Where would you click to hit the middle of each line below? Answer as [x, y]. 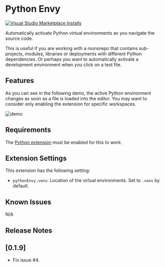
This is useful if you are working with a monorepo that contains [72, 48]
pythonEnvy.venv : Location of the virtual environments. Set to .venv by [86, 181]
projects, [15, 54]
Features [20, 81]
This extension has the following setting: [48, 171]
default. [21, 186]
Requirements [28, 130]
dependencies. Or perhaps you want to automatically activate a [72, 59]
